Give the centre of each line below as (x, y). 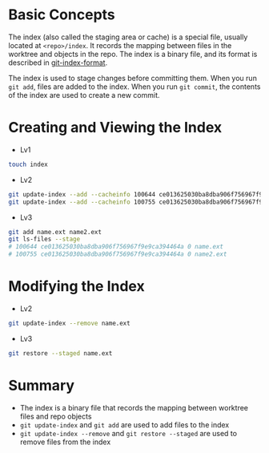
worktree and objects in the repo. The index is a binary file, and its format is (133, 54)
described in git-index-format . (58, 63)
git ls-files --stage (44, 239)
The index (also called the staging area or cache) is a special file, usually (128, 37)
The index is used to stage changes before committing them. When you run (133, 78)
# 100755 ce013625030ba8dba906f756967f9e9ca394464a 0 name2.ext (118, 254)
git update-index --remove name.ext (69, 323)
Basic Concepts (62, 15)
